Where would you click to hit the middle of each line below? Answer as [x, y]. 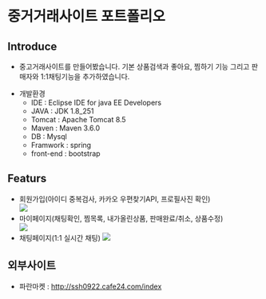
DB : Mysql [49, 136]
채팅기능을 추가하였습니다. [89, 76]
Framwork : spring [61, 145]
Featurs [27, 179]
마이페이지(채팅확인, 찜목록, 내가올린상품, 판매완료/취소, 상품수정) [121, 218]
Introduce [32, 46]
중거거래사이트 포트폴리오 [86, 16]
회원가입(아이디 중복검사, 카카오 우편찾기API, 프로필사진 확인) [115, 199]
